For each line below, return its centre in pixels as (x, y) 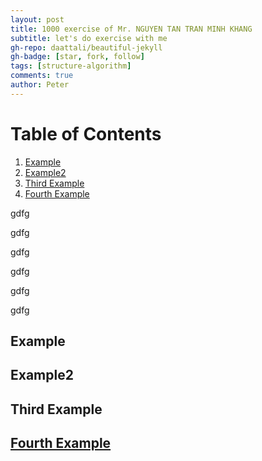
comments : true (42, 76)
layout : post (37, 19)
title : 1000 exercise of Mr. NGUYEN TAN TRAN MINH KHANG (131, 29)
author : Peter (40, 85)
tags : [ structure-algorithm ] (71, 66)
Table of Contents (86, 133)
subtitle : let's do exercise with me (89, 38)
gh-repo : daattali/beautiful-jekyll (86, 47)
